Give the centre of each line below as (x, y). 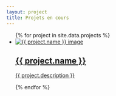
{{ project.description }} (45, 76)
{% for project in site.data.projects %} (63, 35)
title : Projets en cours (38, 18)
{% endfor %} (32, 87)
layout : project (27, 12)
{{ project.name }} (50, 61)
